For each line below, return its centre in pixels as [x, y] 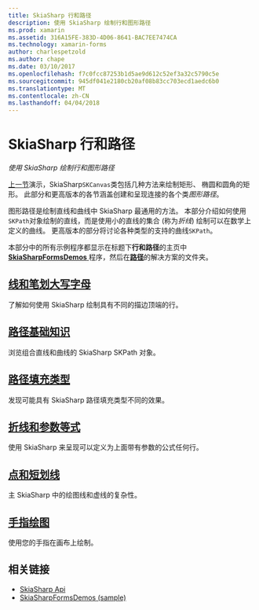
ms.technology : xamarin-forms [58, 45]
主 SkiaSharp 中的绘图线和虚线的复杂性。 [75, 495]
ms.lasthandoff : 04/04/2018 [54, 103]
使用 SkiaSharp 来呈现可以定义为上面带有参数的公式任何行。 [106, 447]
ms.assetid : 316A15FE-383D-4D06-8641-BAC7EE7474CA [93, 37]
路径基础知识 [39, 332]
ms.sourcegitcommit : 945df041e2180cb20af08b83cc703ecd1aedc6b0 [114, 81]
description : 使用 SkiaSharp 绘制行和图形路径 [80, 23]
